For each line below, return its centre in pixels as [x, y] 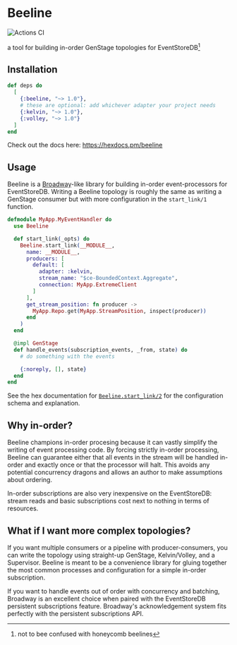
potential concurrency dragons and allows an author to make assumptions [115, 472]
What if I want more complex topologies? [99, 530]
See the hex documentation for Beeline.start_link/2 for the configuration [115, 395]
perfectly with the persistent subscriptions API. [75, 613]
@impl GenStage [36, 343]
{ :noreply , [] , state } [53, 369]
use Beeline [31, 226]
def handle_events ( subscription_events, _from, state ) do [101, 350]
